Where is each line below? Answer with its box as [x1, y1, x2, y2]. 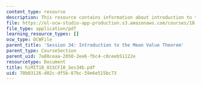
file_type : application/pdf [6, 25, 77, 32]
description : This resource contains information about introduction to [6, 14, 192, 20]
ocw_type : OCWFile [6, 37, 52, 42]
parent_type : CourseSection [6, 48, 77, 54]
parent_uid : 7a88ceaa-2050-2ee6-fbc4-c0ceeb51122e [6, 53, 136, 59]
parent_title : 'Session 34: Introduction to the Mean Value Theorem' [6, 42, 185, 48]
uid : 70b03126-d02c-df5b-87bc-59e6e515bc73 [6, 70, 117, 76]
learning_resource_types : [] [6, 31, 79, 37]
